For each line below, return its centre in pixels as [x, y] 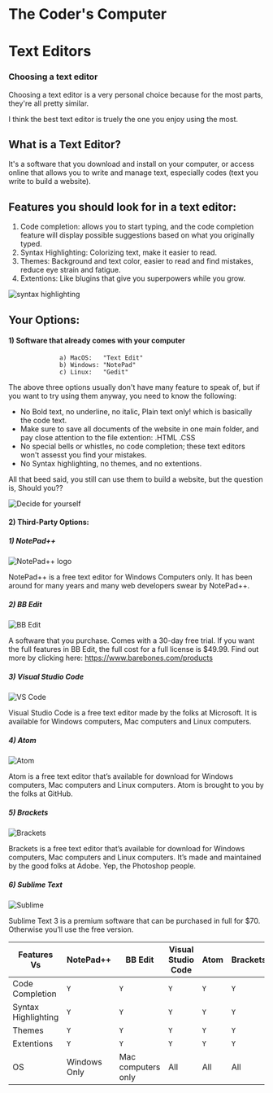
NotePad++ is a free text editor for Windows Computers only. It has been [131, 577]
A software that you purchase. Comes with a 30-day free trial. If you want [132, 640]
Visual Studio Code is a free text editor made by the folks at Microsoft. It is [133, 713]
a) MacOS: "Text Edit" [102, 358]
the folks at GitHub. [41, 794]
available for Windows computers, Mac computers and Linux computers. [130, 722]
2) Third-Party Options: [49, 522]
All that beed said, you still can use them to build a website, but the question [136, 479]
